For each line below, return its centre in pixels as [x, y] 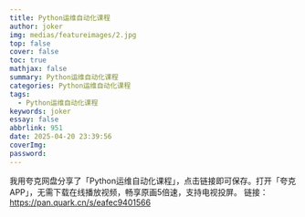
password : [28, 153]
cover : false [34, 52]
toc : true [28, 60]
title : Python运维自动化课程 [60, 18]
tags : [20, 94]
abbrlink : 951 [37, 129]
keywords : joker [40, 111]
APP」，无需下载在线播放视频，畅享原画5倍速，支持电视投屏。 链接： [139, 191]
